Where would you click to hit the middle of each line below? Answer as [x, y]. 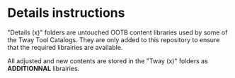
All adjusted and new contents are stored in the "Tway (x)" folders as [108, 60]
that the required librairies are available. [65, 47]
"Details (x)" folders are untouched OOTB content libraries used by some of [117, 32]
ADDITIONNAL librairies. [44, 68]
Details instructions [66, 13]
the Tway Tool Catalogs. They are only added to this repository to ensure [114, 39]
